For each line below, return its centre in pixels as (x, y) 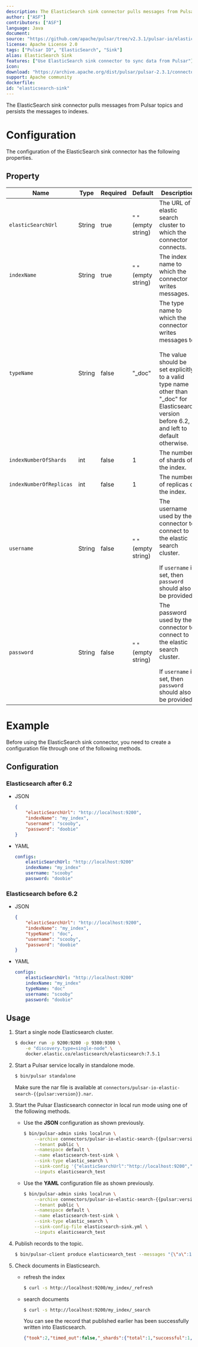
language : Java (25, 28)
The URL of (174, 203)
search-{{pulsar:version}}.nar (53, 1094)
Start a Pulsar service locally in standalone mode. (75, 1065)
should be (173, 362)
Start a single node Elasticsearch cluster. (64, 1032)
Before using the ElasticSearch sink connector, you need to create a (88, 742)
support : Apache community (39, 77)
